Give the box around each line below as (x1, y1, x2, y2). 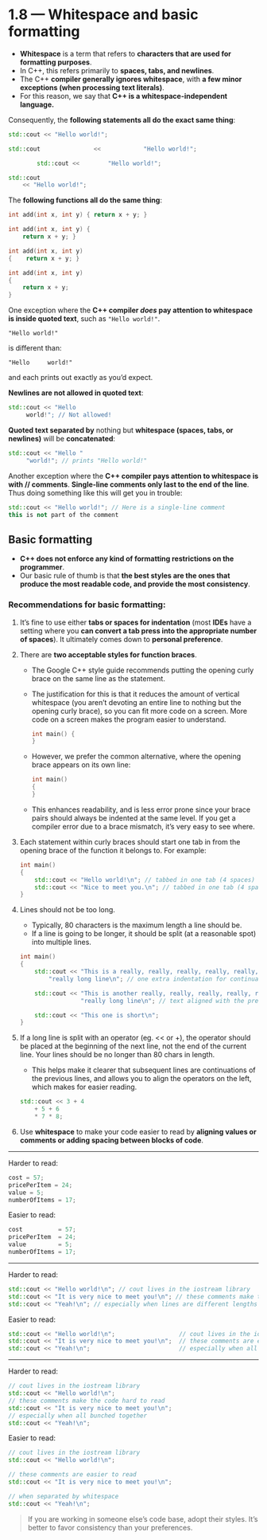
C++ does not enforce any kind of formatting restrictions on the (19, 554, 234, 563)
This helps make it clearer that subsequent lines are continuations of (31, 1065, 256, 1075)
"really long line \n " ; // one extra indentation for (48, 974, 227, 983)
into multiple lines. (31, 938, 91, 947)
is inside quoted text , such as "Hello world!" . (8, 314, 161, 323)
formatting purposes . (19, 57, 92, 67)
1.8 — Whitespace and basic (8, 6, 199, 24)
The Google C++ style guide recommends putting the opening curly (31, 665, 254, 675)
